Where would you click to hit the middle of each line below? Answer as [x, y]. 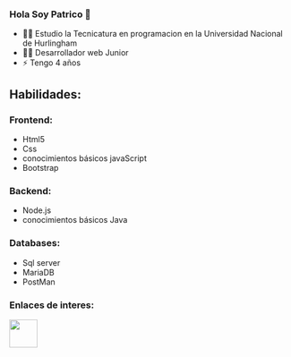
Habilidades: [46, 94]
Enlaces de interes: [52, 305]
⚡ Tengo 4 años [51, 63]
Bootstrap [40, 167]
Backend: [30, 191]
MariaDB [39, 272]
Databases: [35, 243]
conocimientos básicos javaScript [85, 158]
